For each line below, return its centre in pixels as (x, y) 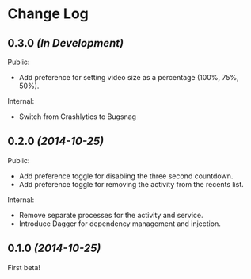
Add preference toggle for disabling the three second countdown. (126, 176)
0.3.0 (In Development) (66, 43)
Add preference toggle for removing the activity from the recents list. (131, 184)
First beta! (24, 267)
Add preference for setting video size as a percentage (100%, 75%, (129, 77)
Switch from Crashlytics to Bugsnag (77, 117)
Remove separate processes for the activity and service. (111, 215)
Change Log (48, 14)
